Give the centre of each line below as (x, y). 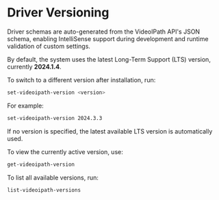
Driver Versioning (58, 13)
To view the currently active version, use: (65, 151)
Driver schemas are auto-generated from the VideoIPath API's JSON (104, 32)
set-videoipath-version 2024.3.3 (55, 118)
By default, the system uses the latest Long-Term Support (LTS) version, (109, 59)
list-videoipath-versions (44, 190)
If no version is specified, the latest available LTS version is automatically (110, 131)
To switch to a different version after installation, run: (81, 79)
